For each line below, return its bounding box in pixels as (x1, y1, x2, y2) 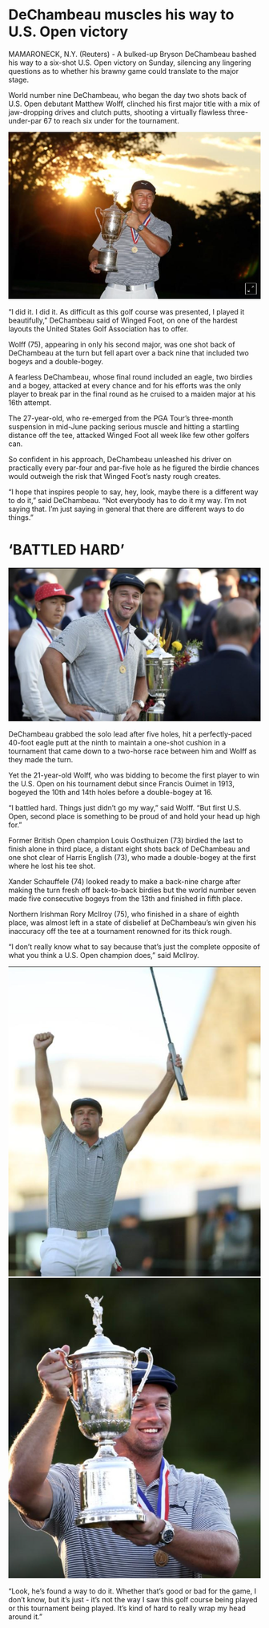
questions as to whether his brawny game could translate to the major (8, 66, 239, 75)
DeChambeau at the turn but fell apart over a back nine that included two (8, 347, 250, 358)
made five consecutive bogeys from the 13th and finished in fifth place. (8, 893, 243, 903)
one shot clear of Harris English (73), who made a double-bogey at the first (8, 852, 256, 862)
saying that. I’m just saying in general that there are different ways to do (8, 504, 245, 514)
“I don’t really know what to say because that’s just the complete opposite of (8, 941, 260, 952)
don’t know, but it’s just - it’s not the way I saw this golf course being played (8, 1594, 258, 1604)
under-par (8, 116, 42, 125)
